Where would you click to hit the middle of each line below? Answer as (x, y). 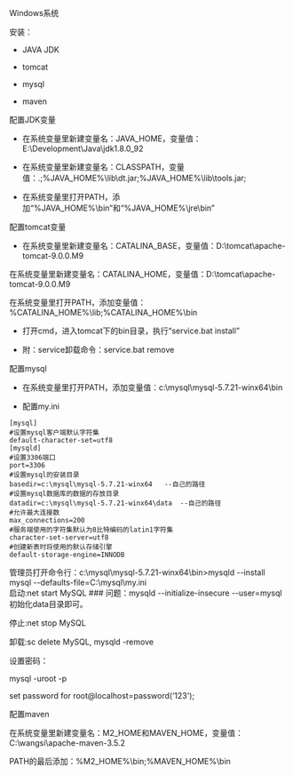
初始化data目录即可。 (48, 604)
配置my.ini (41, 406)
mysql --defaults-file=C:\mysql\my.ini (78, 582)
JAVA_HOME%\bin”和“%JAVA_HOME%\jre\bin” (128, 208)
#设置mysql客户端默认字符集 (54, 433)
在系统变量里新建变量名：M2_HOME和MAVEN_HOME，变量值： (127, 733)
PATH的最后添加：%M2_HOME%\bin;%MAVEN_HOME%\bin (120, 761)
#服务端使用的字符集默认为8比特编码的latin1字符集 (91, 530)
